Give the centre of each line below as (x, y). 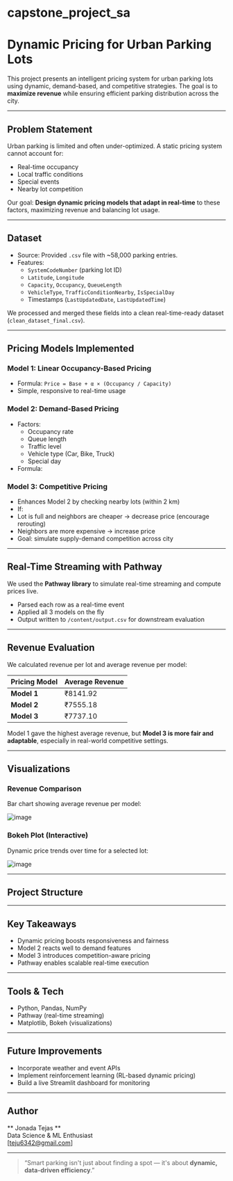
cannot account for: (35, 153)
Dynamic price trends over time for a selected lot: (78, 851)
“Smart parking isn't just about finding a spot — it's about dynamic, (121, 1162)
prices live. (23, 591)
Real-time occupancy (48, 167)
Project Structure (45, 893)
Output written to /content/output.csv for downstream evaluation (111, 619)
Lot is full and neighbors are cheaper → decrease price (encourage (113, 517)
